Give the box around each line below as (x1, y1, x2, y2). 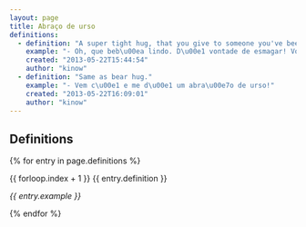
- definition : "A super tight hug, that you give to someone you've (17, 38, 283, 48)
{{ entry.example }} (9, 191, 82, 202)
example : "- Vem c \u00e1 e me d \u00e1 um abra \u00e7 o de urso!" (25, 81, 275, 90)
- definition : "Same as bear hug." (17, 73, 153, 82)
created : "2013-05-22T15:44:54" (25, 55, 148, 64)
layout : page (9, 13, 59, 23)
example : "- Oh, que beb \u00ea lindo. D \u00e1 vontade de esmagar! (25, 47, 287, 56)
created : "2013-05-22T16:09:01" (25, 89, 148, 98)
